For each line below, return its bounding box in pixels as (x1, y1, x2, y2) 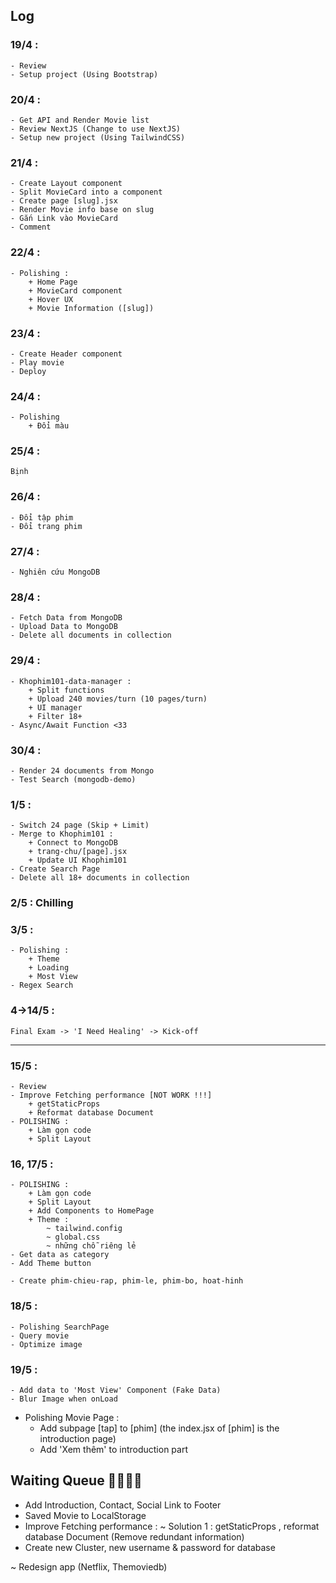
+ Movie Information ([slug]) (28, 303, 155, 313)
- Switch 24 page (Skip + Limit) (10, 820, 150, 831)
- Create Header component (10, 349, 123, 359)
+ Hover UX (28, 294, 74, 304)
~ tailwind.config (46, 1224, 123, 1234)
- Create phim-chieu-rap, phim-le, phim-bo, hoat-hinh (10, 1276, 244, 1286)
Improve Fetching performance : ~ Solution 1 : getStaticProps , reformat (24, 1520, 320, 1532)
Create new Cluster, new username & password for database (24, 1541, 276, 1553)
